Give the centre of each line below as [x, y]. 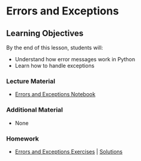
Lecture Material [31, 81]
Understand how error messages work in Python [75, 59]
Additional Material [34, 110]
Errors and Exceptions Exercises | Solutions [69, 151]
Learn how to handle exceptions [55, 65]
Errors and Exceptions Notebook [55, 94]
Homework [22, 138]
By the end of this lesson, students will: [55, 47]
